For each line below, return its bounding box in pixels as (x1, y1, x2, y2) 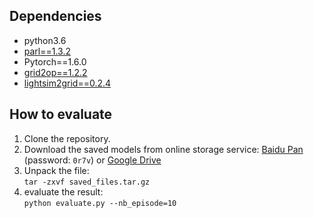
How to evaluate (9, 106, 113, 123)
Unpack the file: (23, 164, 90, 176)
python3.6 (23, 34, 67, 46)
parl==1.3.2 (23, 45, 72, 57)
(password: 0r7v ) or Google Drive (23, 154, 162, 166)
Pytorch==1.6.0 (23, 55, 87, 68)
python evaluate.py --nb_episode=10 (23, 198, 177, 208)
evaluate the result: (23, 185, 104, 198)
